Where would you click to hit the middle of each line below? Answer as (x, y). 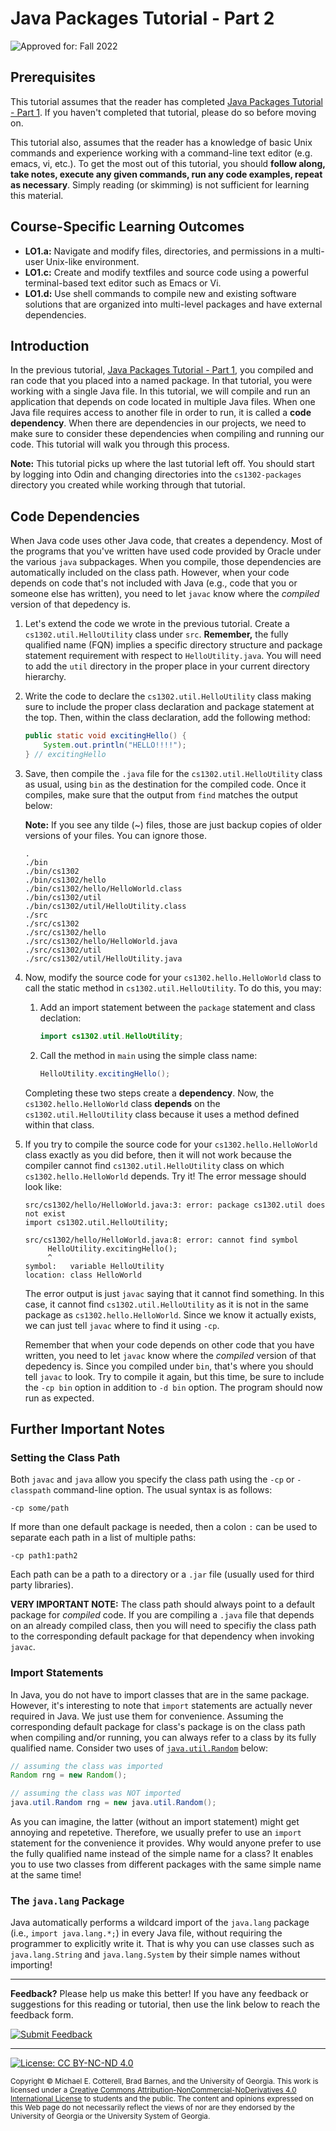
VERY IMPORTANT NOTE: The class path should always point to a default (162, 1604)
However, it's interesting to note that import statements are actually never (161, 1705)
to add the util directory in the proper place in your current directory (167, 666)
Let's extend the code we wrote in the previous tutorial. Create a (157, 624)
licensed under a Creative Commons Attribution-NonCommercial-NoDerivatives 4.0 (153, 2090)
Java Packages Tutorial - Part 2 (142, 18)
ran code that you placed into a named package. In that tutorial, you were (161, 381)
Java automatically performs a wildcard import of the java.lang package (160, 1923)
